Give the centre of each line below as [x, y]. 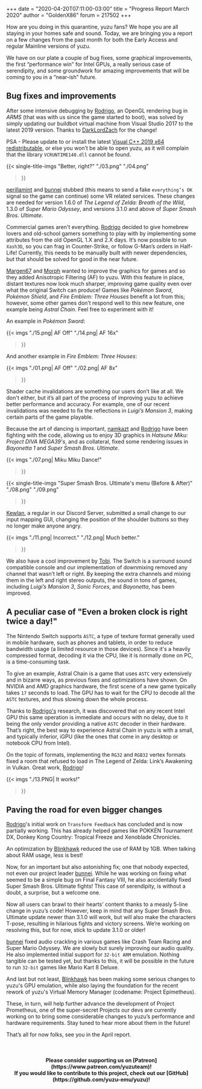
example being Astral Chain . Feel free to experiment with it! [80, 309]
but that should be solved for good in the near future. [72, 259]
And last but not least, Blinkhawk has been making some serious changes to [101, 979]
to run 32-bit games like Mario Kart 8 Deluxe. [63, 968]
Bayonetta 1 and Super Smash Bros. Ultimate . [63, 448]
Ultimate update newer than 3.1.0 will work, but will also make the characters [101, 917]
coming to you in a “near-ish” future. [52, 77]
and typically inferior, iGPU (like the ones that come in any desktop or [92, 736]
